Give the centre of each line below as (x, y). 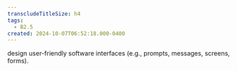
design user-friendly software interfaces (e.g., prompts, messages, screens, (119, 53)
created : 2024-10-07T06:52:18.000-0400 (66, 33)
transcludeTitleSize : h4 (44, 14)
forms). (18, 61)
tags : (15, 20)
